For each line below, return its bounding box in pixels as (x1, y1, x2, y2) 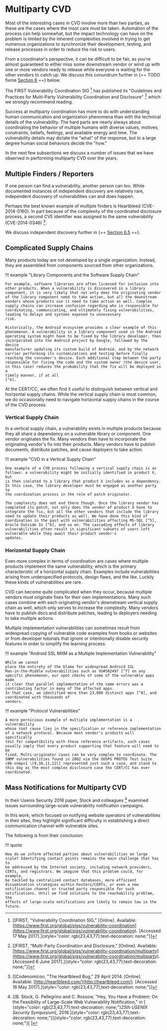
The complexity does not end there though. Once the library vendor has (5, 501, 159, 506)
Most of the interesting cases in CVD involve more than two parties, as (5, 20, 150, 26)
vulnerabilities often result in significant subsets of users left (5, 526, 150, 531)
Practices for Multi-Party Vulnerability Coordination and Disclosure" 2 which (5, 93, 161, 100)
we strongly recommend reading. (5, 99, 73, 105)
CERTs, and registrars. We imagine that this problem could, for (5, 869, 143, 874)
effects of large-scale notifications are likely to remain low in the (5, 899, 157, 904)
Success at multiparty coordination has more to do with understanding (5, 108, 150, 115)
